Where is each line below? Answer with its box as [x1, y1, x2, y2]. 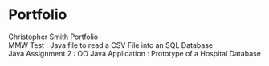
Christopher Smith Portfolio [8, 32, 99, 41]
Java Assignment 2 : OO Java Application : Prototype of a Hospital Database [8, 49, 261, 58]
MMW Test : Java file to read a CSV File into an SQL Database [8, 40, 214, 49]
